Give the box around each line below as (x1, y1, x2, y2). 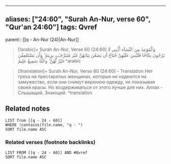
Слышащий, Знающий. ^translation (17, 90, 93, 96)
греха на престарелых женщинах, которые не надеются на (17, 73, 147, 79)
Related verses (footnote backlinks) (5, 139, 96, 146)
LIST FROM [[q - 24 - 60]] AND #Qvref (5, 150, 88, 155)
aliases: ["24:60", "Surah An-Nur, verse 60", (5, 15, 151, 23)
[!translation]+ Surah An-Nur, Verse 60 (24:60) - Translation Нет (17, 68, 153, 74)
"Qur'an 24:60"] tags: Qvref (5, 23, 98, 32)
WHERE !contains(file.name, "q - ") (5, 122, 83, 127)
